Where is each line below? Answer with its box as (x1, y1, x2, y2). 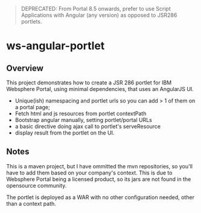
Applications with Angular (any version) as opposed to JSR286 (21, 11, 177, 19)
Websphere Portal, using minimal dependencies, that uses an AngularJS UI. (6, 86, 194, 92)
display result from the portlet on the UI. (14, 129, 115, 136)
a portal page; (14, 104, 50, 110)
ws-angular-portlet (6, 39, 105, 53)
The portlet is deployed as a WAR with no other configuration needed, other (6, 193, 195, 201)
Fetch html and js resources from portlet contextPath (14, 110, 147, 117)
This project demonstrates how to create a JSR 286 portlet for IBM (6, 79, 172, 86)
